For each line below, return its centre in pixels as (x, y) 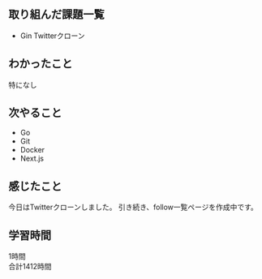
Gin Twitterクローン (52, 36)
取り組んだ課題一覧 (56, 15)
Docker (32, 150)
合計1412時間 (30, 267)
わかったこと (41, 64)
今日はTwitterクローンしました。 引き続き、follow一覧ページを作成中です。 (133, 207)
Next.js (32, 159)
